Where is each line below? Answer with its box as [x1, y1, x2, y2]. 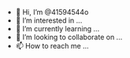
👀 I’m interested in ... [15, 16, 83, 25]
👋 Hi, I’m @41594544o [15, 8, 89, 16]
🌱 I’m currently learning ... [15, 24, 100, 33]
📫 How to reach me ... [15, 42, 89, 50]
